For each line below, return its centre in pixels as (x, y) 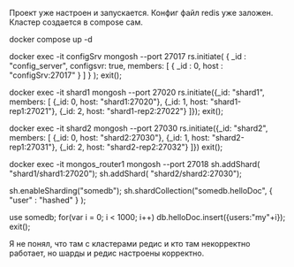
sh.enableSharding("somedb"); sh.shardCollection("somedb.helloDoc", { (141, 191)
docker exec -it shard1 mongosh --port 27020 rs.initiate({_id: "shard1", (137, 92)
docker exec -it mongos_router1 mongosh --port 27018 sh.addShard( (135, 164)
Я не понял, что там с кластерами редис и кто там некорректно (130, 244)
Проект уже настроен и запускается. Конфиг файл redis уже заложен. (141, 13)
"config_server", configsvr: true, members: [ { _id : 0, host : (116, 66)
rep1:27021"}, (33, 111)
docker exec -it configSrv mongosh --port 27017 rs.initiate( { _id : (128, 56)
